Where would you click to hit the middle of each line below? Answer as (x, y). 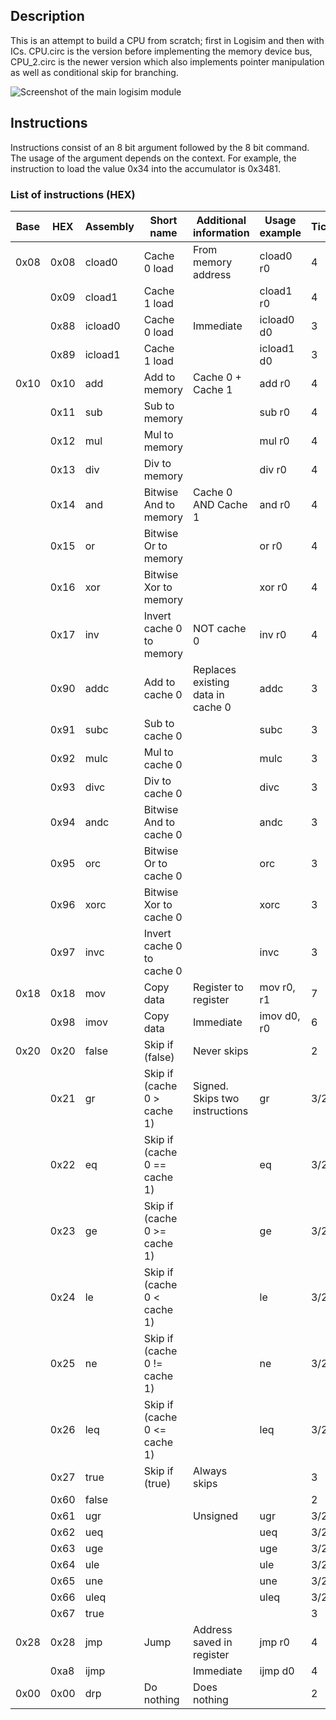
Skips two (216, 1098)
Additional (221, 220)
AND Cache (220, 504)
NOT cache (219, 628)
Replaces (214, 669)
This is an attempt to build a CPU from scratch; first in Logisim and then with (167, 40)
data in (208, 694)
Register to (218, 987)
